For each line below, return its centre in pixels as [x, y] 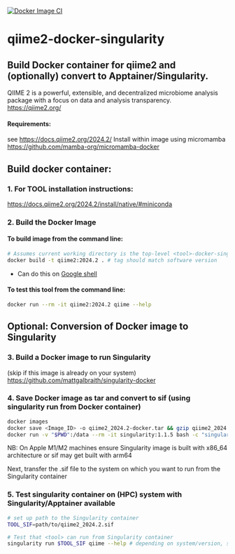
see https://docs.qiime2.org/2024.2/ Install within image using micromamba [116, 140]
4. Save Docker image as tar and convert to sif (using [99, 398]
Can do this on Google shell [57, 273]
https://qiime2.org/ [34, 108]
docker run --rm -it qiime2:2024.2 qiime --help [79, 304]
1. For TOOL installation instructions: [71, 189]
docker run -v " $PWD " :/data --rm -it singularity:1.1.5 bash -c [103, 435]
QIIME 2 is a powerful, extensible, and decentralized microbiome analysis [113, 93]
